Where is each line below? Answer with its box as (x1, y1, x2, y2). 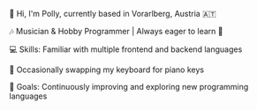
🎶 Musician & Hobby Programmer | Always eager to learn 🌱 (9, 26, 223, 36)
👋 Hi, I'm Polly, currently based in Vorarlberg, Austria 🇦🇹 (9, 9, 216, 18)
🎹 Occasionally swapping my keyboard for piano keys (9, 64, 205, 75)
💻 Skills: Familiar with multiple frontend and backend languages (9, 44, 243, 55)
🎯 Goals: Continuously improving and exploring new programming (9, 82, 249, 92)
